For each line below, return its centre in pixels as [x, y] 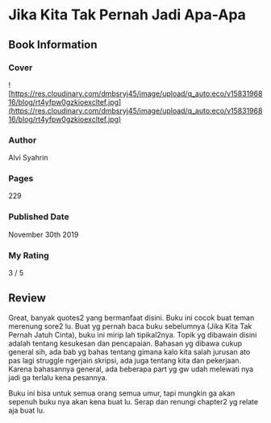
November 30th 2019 [44, 234]
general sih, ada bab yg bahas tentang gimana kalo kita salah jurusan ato [129, 351]
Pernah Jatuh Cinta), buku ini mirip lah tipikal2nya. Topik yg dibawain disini [133, 334]
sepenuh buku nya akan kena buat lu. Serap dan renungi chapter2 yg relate [133, 401]
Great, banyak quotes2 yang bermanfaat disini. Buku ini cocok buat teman [131, 317]
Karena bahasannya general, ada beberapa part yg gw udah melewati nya [131, 369]
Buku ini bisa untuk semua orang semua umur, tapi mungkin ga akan [122, 393]
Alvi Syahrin [28, 158]
